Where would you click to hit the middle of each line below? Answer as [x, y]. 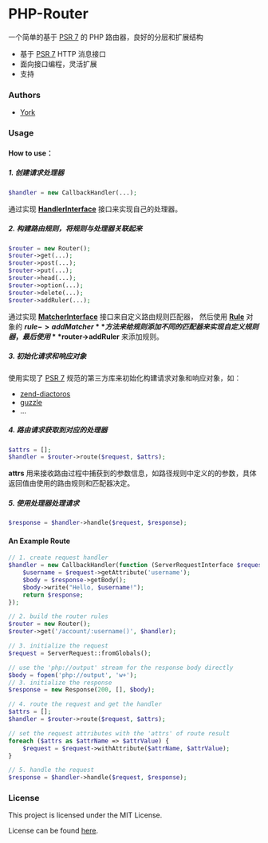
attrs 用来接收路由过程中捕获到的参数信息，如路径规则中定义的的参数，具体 [132, 473]
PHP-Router [49, 14]
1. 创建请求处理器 [36, 173]
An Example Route [39, 541]
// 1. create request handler [59, 558]
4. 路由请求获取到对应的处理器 [58, 430]
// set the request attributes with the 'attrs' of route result [119, 733]
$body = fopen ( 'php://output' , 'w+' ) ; [73, 675]
